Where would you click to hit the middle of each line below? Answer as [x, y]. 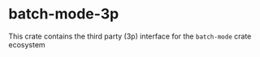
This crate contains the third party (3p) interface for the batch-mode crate [130, 36]
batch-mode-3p [64, 14]
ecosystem [27, 44]
